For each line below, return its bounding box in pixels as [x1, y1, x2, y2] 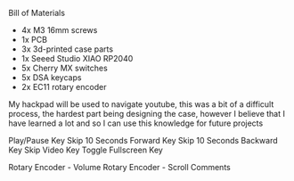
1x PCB [20, 35, 48, 45]
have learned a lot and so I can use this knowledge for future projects [8, 118, 264, 128]
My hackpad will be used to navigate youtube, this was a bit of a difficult [8, 99, 274, 110]
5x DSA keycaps [20, 72, 82, 83]
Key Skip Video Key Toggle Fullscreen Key [8, 144, 164, 155]
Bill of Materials [8, 8, 66, 18]
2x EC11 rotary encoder [20, 82, 107, 92]
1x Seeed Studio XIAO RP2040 [20, 53, 134, 63]
